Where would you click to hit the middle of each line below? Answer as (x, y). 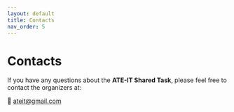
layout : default (31, 14)
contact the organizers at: (44, 88)
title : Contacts (31, 20)
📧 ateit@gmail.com (34, 101)
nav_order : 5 (26, 26)
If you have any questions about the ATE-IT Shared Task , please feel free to (117, 80)
